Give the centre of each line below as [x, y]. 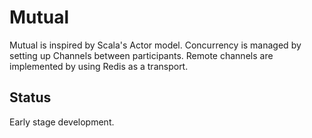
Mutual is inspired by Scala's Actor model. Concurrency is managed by [155, 45]
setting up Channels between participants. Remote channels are [141, 55]
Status [30, 97]
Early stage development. [62, 122]
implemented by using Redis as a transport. [99, 66]
